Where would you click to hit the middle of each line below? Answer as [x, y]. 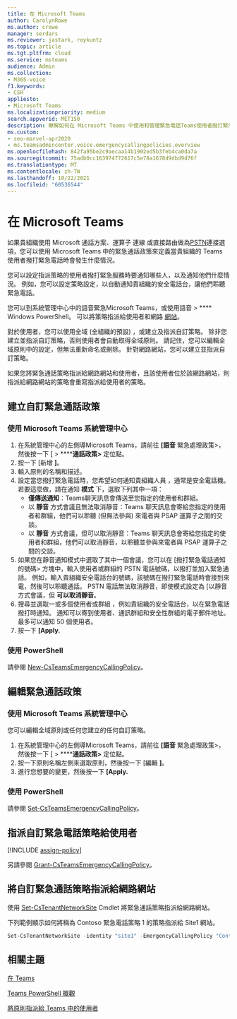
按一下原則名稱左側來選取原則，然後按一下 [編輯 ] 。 [93, 763]
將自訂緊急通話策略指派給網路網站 [81, 889]
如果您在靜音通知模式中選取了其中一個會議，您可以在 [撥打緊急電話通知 [121, 560]
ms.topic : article [34, 47]
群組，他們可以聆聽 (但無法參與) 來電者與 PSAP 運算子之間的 [129, 516]
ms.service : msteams [38, 60]
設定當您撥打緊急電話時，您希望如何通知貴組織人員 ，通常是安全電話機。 [123, 480]
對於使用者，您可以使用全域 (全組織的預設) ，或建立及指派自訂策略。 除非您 [117, 332]
